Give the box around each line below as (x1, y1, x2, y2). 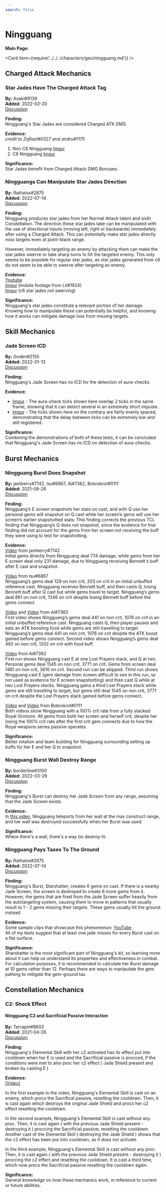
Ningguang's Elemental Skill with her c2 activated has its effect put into (5, 1050, 151, 1056)
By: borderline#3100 (5, 768, 47, 774)
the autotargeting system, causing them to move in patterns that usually (5, 899, 152, 905)
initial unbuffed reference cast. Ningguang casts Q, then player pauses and (5, 620, 159, 626)
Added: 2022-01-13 (5, 359, 46, 365)
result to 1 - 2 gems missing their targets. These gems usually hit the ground (5, 904, 161, 910)
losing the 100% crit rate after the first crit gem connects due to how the (5, 718, 153, 724)
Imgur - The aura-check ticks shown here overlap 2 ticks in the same (12, 398, 154, 404)
